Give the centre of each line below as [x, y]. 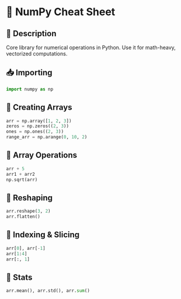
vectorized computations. [37, 54]
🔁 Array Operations [42, 155]
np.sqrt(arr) [22, 180]
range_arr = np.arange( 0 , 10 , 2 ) [47, 137]
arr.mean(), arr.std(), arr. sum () [48, 291]
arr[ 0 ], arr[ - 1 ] [26, 248]
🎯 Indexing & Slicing [43, 235]
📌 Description [31, 34]
